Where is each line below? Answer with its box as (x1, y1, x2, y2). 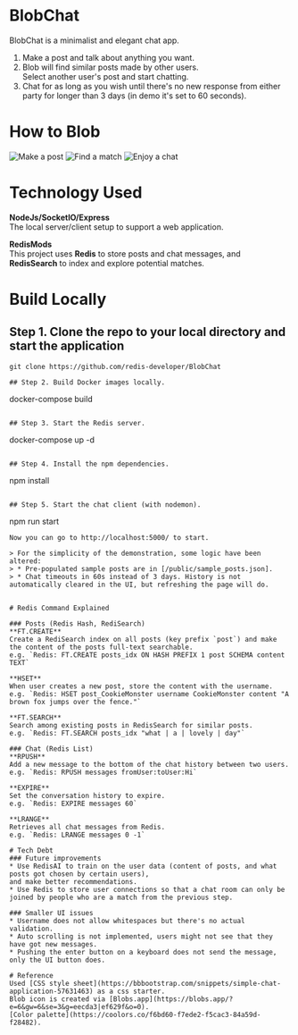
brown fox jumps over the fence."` (9, 697, 142, 706)
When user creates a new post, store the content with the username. (9, 681, 274, 691)
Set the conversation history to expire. (9, 791, 166, 800)
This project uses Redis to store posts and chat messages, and (9, 248, 241, 259)
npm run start (9, 516, 60, 526)
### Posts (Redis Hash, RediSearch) (9, 618, 145, 628)
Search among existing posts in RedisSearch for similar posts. (9, 720, 253, 729)
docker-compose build (9, 393, 93, 404)
